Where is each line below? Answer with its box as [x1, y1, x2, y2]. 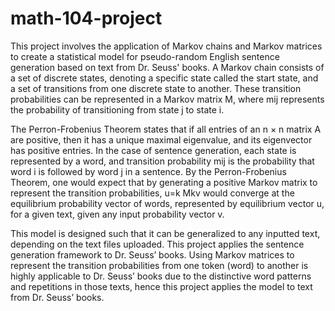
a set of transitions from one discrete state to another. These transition [10, 82, 302, 94]
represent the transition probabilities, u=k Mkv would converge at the [10, 187, 295, 199]
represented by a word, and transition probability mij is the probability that [10, 155, 315, 167]
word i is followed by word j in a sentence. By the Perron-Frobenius [10, 165, 287, 177]
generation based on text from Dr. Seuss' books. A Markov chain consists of [10, 61, 325, 73]
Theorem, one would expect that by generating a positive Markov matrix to [10, 176, 318, 188]
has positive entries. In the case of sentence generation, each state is [10, 144, 297, 156]
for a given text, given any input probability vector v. [10, 208, 225, 220]
